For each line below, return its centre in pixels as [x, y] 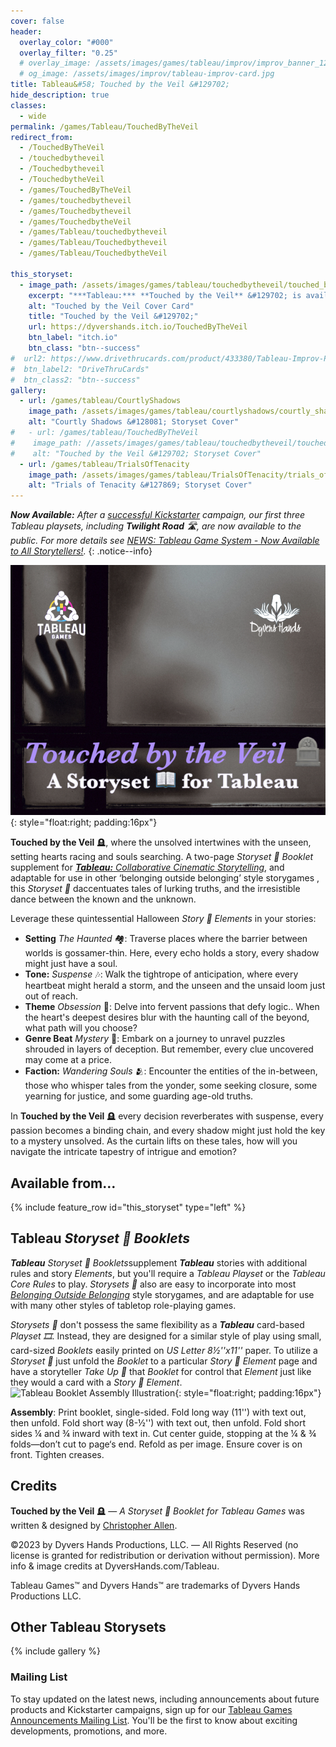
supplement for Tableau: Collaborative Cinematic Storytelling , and [147, 867]
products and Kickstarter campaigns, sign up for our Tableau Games [151, 1709]
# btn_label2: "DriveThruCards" [80, 369]
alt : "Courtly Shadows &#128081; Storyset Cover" [134, 422]
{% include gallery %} [56, 1651]
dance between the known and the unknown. [103, 899]
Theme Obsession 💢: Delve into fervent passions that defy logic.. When [172, 1007]
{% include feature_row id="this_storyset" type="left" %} [128, 1207]
